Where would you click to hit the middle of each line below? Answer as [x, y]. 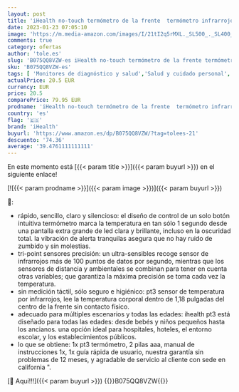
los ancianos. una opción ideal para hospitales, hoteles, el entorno [115, 329]
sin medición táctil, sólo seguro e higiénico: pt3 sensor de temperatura [121, 292]
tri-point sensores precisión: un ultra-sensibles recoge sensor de [113, 254]
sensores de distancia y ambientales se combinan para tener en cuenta [122, 269]
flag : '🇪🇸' [25, 120]
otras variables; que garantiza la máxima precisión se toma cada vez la [121, 277]
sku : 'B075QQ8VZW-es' [39, 67]
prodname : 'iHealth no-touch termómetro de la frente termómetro [108, 107]
